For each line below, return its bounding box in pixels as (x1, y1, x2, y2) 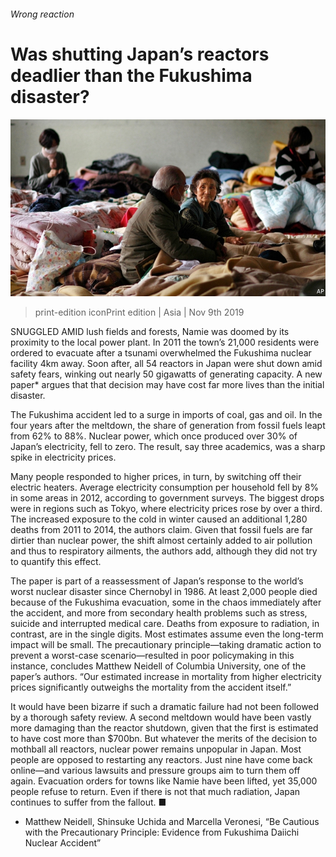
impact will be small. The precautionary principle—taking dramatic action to (10, 639, 322, 651)
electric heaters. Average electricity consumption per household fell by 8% (10, 481, 320, 494)
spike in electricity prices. (10, 451, 117, 464)
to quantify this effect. (10, 556, 102, 568)
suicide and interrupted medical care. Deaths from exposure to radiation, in (10, 618, 320, 630)
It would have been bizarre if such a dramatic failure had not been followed (10, 701, 320, 713)
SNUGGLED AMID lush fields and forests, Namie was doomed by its (10, 326, 290, 338)
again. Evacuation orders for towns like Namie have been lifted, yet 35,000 (10, 775, 318, 787)
